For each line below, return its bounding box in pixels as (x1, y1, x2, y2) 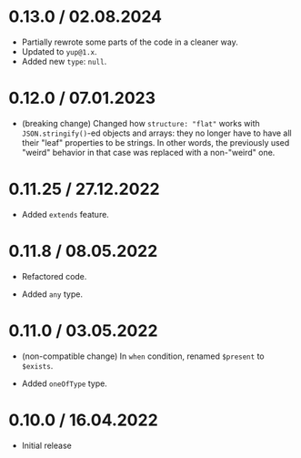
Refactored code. (21, 270, 87, 281)
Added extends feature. (21, 209, 110, 219)
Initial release (21, 440, 72, 451)
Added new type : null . (21, 56, 107, 66)
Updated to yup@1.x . (21, 46, 97, 56)
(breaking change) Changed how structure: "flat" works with (21, 117, 260, 128)
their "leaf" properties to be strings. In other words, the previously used (21, 137, 290, 148)
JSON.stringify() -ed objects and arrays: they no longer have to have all (21, 127, 292, 138)
